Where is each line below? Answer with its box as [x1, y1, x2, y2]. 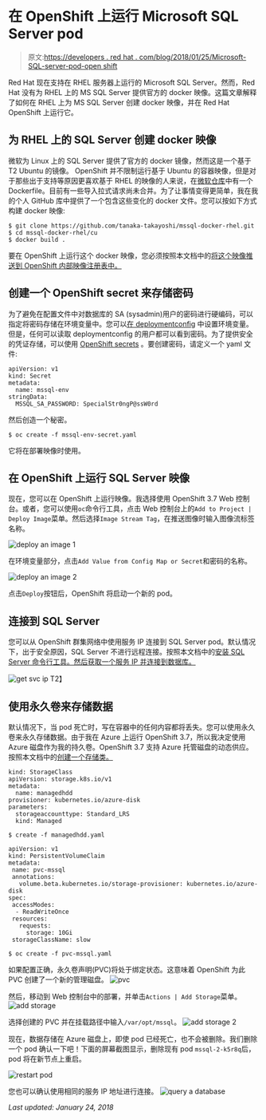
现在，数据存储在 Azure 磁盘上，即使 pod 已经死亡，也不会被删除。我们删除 [8, 1035, 258, 1043]
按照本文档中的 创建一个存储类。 [8, 752, 113, 762]
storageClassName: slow [11, 936, 91, 944]
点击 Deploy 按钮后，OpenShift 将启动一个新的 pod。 [8, 588, 178, 599]
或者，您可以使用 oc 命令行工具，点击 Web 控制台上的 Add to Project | [22, 504, 252, 513]
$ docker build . [8, 235, 66, 243]
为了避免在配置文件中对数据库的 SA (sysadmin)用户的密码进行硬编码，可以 [8, 309, 253, 319]
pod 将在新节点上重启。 [8, 1055, 86, 1063]
